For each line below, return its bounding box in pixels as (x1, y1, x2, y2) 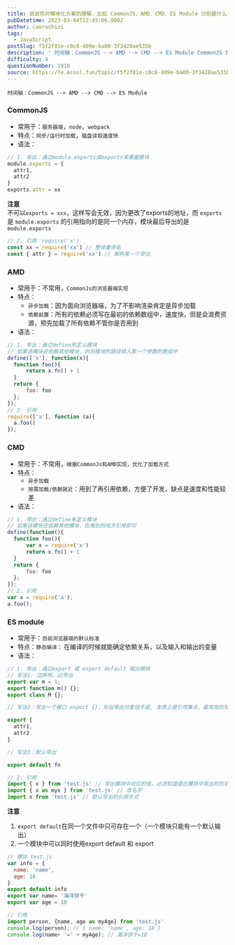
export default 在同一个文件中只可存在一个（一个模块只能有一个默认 (17, 822, 215, 830)
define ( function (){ (7, 529, 64, 536)
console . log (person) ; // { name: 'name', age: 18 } (7, 925, 161, 932)
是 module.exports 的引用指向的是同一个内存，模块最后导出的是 (7, 218, 190, 226)
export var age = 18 (7, 899, 68, 906)
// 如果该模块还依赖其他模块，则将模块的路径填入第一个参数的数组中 (7, 348, 178, 355)
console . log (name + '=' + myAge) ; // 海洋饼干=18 (7, 931, 148, 938)
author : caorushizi (7, 23, 64, 30)
